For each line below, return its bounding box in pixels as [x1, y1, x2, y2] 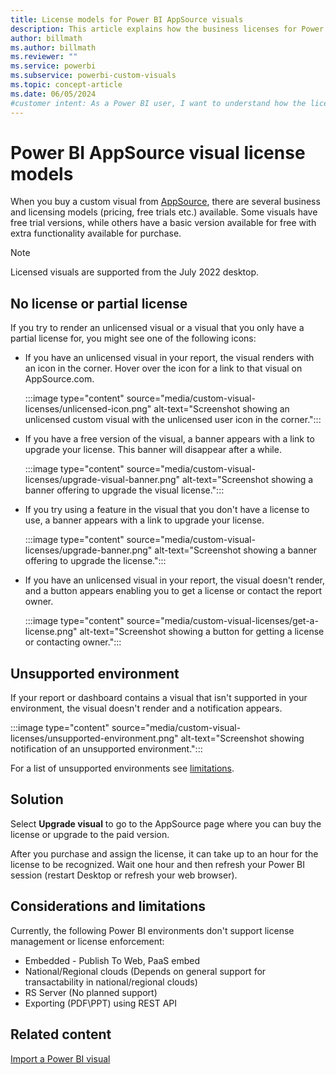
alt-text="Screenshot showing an [153, 403, 290, 415]
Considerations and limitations [10, 898, 207, 915]
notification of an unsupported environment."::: [10, 743, 203, 755]
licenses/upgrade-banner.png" [24, 544, 153, 556]
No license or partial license [10, 295, 188, 312]
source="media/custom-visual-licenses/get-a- [126, 615, 319, 627]
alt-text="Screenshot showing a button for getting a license [79, 626, 325, 638]
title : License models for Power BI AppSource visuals [10, 14, 244, 25]
